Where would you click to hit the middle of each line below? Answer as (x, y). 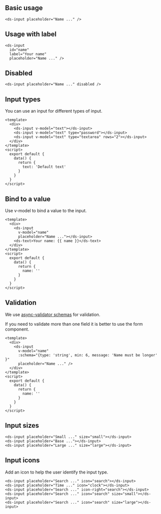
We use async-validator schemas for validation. (53, 315)
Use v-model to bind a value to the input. (46, 211)
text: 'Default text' (45, 167)
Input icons (22, 460)
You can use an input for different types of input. (54, 111)
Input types (23, 99)
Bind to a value (28, 199)
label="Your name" (28, 54)
